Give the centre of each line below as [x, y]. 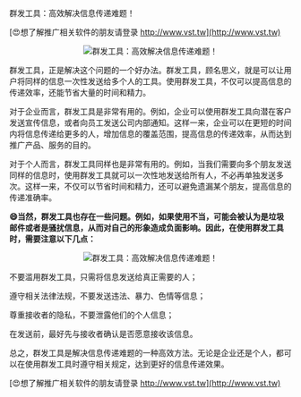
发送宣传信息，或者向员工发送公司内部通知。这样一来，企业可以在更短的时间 [150, 122]
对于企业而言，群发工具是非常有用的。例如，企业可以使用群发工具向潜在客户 [150, 111]
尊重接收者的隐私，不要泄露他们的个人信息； [92, 315]
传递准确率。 [33, 198]
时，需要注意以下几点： [52, 239]
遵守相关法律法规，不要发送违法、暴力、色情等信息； [107, 296]
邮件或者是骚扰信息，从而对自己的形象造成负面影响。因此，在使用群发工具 [146, 228]
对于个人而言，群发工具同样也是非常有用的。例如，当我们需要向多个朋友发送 [150, 164]
